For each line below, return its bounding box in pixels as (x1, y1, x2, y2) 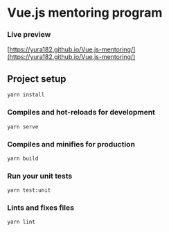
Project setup (7, 73, 67, 85)
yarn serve (7, 123, 39, 130)
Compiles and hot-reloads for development (7, 108, 156, 117)
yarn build (7, 155, 39, 162)
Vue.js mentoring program (7, 5, 163, 21)
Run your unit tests (7, 171, 73, 181)
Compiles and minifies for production (7, 139, 135, 149)
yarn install (7, 92, 45, 99)
